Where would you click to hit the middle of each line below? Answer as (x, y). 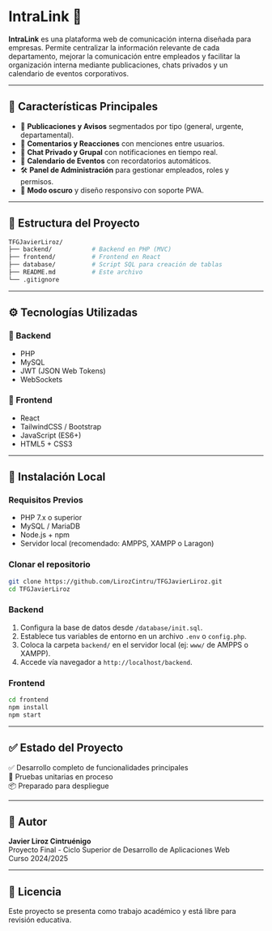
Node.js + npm (45, 535)
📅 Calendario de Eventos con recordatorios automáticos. (116, 161)
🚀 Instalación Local (57, 477)
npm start (25, 715)
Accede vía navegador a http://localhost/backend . (106, 662)
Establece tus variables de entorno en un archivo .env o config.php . (133, 636)
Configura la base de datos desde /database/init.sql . (111, 627)
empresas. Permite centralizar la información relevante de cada (114, 47)
